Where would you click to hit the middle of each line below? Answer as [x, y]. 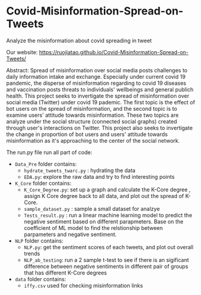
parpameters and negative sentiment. [70, 234]
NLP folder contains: [39, 241]
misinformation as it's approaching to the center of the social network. [93, 140]
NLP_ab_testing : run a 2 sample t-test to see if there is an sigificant [106, 259]
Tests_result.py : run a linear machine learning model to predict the [108, 215]
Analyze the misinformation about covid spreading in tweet [79, 40]
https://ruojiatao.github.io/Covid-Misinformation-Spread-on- [114, 52]
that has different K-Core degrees [65, 273]
